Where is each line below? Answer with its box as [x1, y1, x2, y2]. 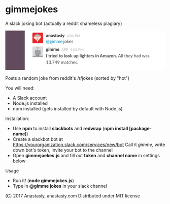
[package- [129, 126, 152, 132]
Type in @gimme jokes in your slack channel [12, 183, 108, 189]
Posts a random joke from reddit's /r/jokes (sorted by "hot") [5, 75, 130, 81]
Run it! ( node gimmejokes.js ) [12, 178, 75, 184]
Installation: [5, 115, 29, 122]
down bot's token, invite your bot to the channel [12, 147, 113, 153]
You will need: [5, 85, 35, 91]
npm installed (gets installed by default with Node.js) [12, 106, 123, 112]
